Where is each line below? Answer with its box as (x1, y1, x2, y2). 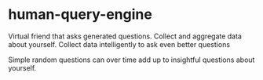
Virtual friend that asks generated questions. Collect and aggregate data (8, 31, 242, 41)
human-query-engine (8, 5, 153, 24)
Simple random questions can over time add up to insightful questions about (8, 55, 255, 64)
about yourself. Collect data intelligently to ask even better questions (8, 39, 230, 49)
